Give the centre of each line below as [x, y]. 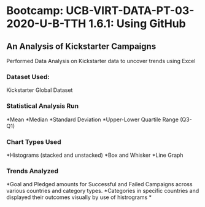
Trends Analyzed [32, 171]
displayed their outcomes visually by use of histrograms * [79, 197]
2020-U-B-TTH [46, 24]
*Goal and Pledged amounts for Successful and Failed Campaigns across [99, 184]
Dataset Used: [28, 77]
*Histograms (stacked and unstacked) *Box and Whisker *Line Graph [95, 155]
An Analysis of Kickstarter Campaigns [81, 46]
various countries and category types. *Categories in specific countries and [103, 191]
